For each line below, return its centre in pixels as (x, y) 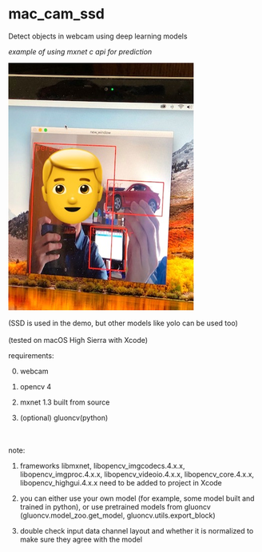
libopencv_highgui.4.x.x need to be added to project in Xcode (121, 482)
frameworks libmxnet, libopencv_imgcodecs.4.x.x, (102, 465)
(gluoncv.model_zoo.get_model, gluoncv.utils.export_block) (117, 515)
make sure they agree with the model (81, 539)
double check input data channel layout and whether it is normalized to (137, 530)
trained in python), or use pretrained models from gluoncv (115, 506)
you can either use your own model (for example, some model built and (137, 498)
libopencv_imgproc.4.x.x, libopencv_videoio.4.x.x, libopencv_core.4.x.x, (137, 474)
